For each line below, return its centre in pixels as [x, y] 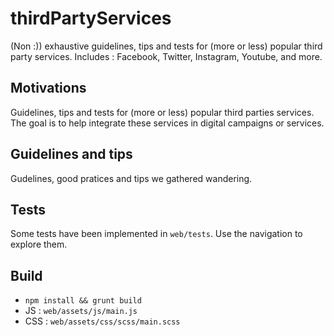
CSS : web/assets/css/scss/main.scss [102, 321]
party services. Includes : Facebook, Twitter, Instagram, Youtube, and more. [166, 56]
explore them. [39, 244]
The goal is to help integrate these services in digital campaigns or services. [167, 123]
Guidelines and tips [71, 154]
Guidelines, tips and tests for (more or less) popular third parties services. [162, 112]
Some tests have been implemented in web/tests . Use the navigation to [156, 234]
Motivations [48, 88]
